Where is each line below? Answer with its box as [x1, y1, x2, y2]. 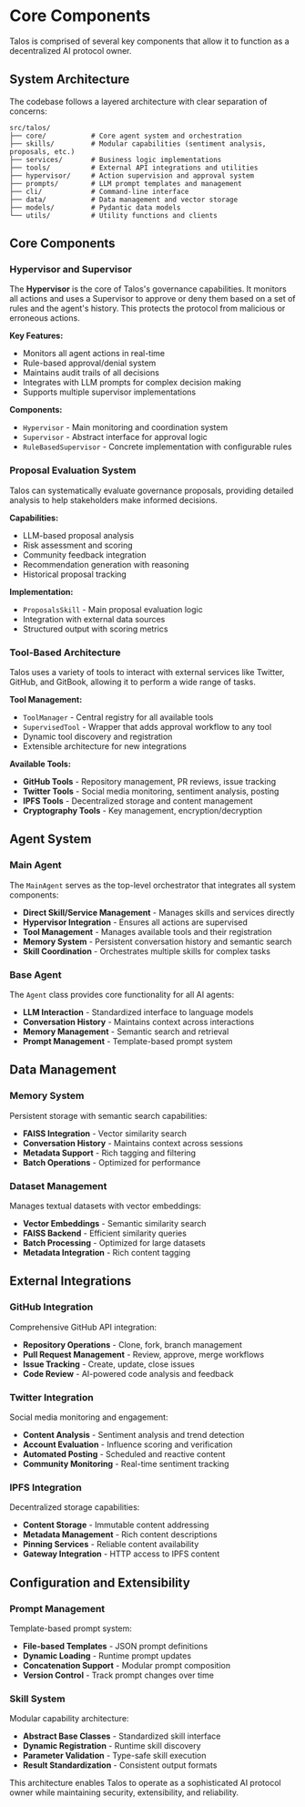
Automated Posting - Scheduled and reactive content [22, 1448, 226, 1459]
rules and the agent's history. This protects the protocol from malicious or [9, 303, 286, 314]
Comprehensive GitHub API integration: [9, 1321, 158, 1332]
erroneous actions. [9, 313, 80, 323]
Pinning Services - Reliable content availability [22, 1539, 199, 1550]
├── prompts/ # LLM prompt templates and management [9, 179, 243, 188]
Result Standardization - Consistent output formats [22, 1760, 218, 1771]
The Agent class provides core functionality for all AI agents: [9, 990, 235, 1001]
